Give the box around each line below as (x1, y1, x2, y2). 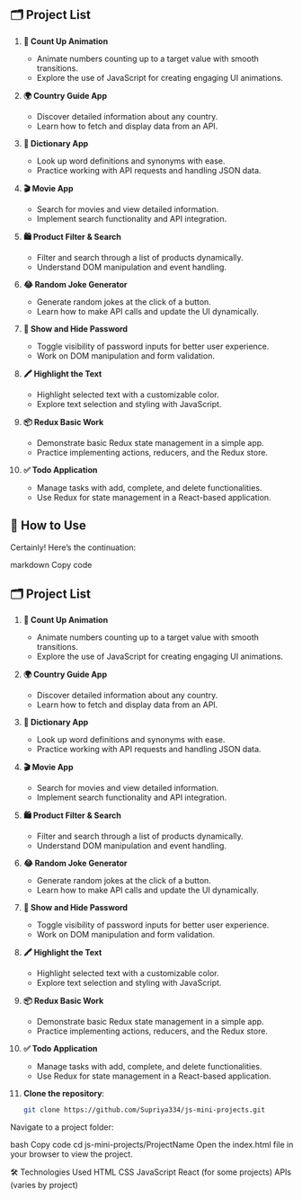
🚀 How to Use (10, 518, 86, 533)
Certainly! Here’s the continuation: (10, 542, 137, 553)
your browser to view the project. (10, 1149, 133, 1159)
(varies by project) (10, 1180, 79, 1191)
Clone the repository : (22, 1088, 105, 1099)
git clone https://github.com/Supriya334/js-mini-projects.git (22, 1106, 266, 1115)
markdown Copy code (10, 559, 93, 570)
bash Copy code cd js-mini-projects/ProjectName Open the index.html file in (10, 1140, 294, 1150)
